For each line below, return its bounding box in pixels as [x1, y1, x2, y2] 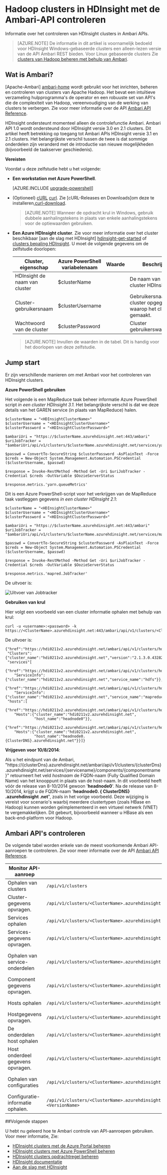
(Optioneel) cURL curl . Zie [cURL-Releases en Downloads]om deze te [12, 194, 155, 200]
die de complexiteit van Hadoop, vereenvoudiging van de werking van [5, 100, 149, 106]
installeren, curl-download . [12, 200, 67, 206]
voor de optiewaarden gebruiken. [24, 220, 93, 226]
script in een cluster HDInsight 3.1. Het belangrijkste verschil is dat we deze [5, 401, 159, 407]
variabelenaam [61, 264, 98, 271]
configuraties [7, 1082, 39, 1089]
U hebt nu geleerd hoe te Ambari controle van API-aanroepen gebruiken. [5, 1128, 154, 1134]
